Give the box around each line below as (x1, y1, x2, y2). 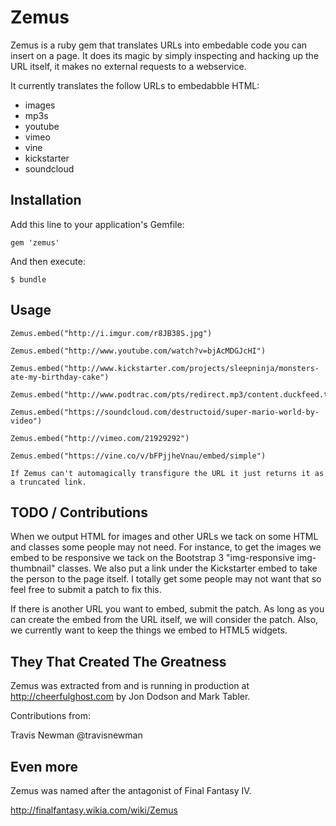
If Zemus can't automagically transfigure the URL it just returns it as (10, 468, 325, 478)
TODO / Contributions (10, 504, 148, 521)
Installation (10, 192, 82, 209)
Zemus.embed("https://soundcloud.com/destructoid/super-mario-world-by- (10, 407, 320, 417)
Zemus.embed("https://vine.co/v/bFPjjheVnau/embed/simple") (10, 451, 267, 461)
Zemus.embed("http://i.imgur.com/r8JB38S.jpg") (10, 328, 213, 338)
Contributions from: (10, 710, 91, 722)
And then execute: (10, 255, 86, 267)
